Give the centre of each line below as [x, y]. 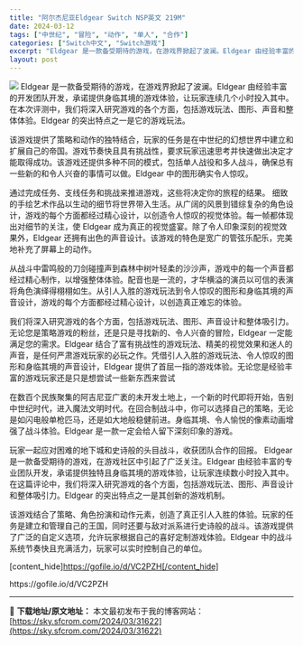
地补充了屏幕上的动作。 [53, 249]
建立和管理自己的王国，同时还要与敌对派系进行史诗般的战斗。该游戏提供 [159, 526]
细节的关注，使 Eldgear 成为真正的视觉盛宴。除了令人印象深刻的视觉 [152, 226]
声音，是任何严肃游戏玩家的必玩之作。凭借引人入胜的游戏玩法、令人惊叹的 [147, 355]
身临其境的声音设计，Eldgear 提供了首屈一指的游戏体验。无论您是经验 [155, 366]
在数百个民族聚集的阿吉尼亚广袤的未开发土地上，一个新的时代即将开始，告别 [151, 397]
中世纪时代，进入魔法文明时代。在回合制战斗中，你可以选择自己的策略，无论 [151, 408]
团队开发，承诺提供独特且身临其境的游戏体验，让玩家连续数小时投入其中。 [155, 472]
